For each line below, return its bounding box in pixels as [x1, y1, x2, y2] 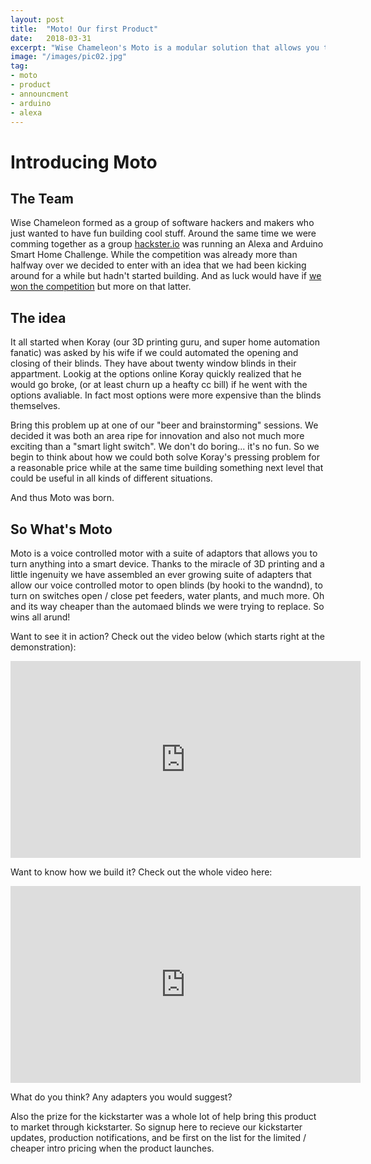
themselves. [10, 400, 61, 412]
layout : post [10, 14, 65, 25]
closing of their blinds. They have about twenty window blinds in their [10, 357, 297, 370]
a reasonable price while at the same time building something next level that [10, 462, 324, 474]
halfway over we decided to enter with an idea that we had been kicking [10, 259, 307, 271]
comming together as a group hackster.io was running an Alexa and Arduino [10, 238, 324, 250]
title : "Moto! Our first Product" [10, 24, 159, 34]
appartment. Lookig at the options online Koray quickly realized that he [10, 368, 302, 380]
